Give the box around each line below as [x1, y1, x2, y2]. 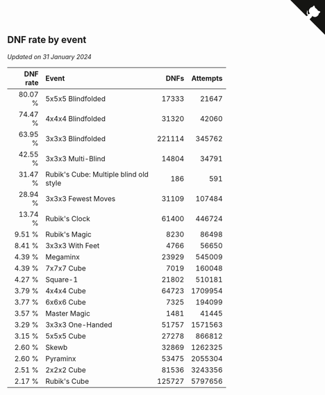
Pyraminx [44, 353, 76, 363]
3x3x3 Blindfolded [44, 134, 106, 143]
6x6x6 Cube [44, 297, 87, 307]
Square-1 [44, 275, 78, 284]
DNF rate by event [7, 34, 87, 46]
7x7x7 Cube [44, 263, 87, 273]
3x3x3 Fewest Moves [44, 193, 116, 203]
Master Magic [44, 308, 90, 318]
